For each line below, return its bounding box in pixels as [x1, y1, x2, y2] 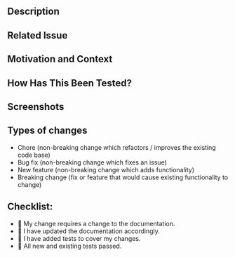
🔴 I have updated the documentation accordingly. [17, 227, 160, 235]
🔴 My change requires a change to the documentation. [17, 219, 175, 228]
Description [7, 6, 60, 18]
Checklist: [7, 201, 53, 213]
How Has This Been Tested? [7, 77, 132, 89]
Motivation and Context [7, 53, 113, 65]
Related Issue [7, 29, 68, 41]
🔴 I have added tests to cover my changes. [17, 234, 141, 242]
